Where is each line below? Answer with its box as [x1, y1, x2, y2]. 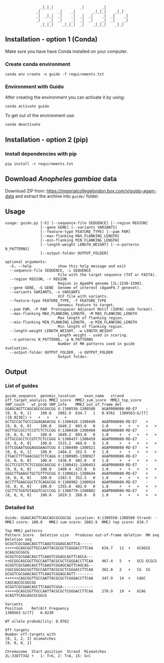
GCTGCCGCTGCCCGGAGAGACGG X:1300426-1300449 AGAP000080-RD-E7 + [5, 419, 148, 424]
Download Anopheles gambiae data [5, 175, 117, 183]
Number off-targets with [5, 631, 56, 637]
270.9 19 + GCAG [101, 589, 146, 593]
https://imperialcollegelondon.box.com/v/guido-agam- [46, 188, 157, 194]
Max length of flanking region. [57, 315, 124, 320]
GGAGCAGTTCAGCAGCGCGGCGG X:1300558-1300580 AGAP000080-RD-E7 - [5, 407, 148, 412]
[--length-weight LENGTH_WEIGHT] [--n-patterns [40, 242, 139, 247]
